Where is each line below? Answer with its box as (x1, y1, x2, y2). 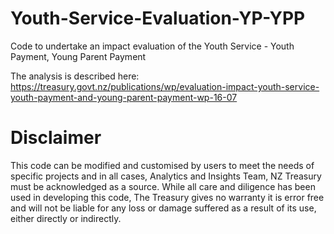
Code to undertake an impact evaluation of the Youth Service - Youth (10, 40, 295, 52)
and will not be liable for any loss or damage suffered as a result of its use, (10, 202, 317, 214)
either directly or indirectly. (10, 212, 122, 224)
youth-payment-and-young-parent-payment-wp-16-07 (10, 91, 238, 103)
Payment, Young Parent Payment (10, 50, 147, 62)
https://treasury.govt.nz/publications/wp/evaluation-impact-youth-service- (10, 80, 320, 92)
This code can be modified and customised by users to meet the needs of (10, 159, 315, 171)
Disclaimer (10, 127, 102, 149)
